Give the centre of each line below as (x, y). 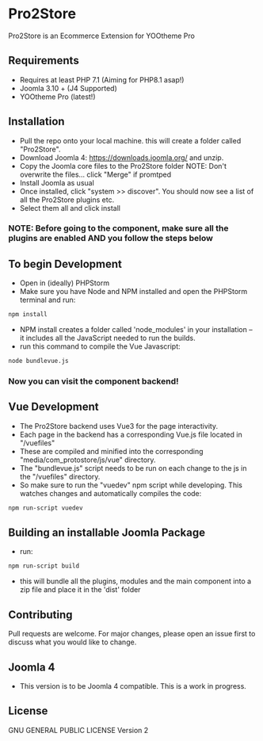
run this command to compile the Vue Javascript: (100, 346)
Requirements (44, 61)
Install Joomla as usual (57, 182)
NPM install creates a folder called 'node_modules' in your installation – (136, 330)
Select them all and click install (70, 208)
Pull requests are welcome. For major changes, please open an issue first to (132, 634)
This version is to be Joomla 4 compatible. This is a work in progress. (133, 686)
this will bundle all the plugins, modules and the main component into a (135, 581)
